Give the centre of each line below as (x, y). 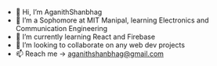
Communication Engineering (61, 28)
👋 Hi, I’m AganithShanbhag (59, 12)
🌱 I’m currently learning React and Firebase (85, 36)
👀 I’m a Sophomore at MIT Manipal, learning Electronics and (112, 20)
